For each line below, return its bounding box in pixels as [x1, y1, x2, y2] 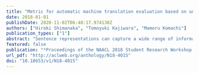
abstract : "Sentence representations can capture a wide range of [6, 36, 174, 42]
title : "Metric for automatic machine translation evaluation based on [6, 8, 187, 15]
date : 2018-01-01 [6, 14, 49, 20]
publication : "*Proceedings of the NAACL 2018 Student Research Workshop [6, 47, 192, 53]
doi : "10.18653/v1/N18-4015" [6, 58, 78, 64]
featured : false [6, 42, 46, 48]
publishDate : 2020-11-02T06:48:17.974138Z [6, 19, 113, 25]
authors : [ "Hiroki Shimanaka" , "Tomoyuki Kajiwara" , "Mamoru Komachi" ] [6, 25, 187, 31]
